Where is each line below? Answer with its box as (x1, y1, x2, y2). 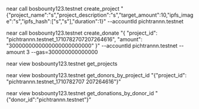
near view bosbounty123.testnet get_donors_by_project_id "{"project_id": (6, 72, 187, 78)
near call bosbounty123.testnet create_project (6, 5, 120, 12)
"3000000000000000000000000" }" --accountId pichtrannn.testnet (6, 42, 178, 49)
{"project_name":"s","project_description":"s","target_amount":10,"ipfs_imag (6, 11, 194, 19)
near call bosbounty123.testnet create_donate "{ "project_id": (6, 29, 158, 37)
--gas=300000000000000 (31, 49, 98, 56)
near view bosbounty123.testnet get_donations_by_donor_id (6, 90, 154, 96)
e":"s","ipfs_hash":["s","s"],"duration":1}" (6, 18, 107, 25)
